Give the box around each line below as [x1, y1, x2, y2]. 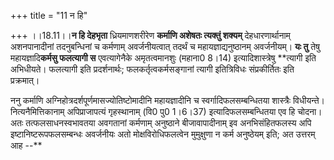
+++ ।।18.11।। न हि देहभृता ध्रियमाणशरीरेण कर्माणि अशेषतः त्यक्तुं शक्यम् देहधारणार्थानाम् [10, 30, 291, 41]
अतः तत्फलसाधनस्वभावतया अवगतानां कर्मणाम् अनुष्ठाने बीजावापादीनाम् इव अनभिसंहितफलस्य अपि [10, 117, 312, 129]
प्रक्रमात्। [10, 75, 40, 86]
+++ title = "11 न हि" [10, 10, 88, 21]
